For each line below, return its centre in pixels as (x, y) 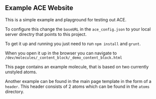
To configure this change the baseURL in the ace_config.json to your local (78, 29)
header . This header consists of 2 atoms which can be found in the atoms (78, 86)
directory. (15, 91)
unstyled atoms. (21, 72)
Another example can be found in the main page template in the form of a (78, 81)
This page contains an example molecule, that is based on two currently (77, 66)
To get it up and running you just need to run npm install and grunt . (73, 44)
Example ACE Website (39, 8)
